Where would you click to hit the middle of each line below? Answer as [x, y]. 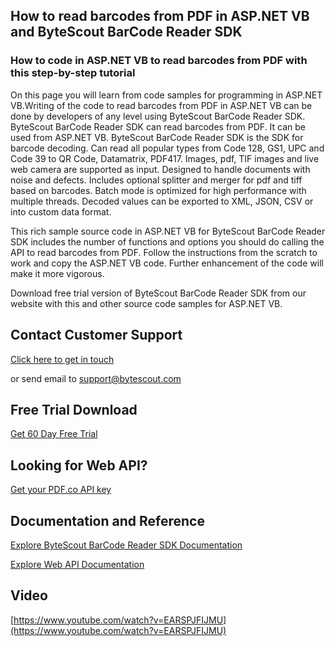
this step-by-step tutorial [73, 73]
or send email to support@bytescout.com [96, 378]
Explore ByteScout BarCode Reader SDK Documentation [126, 545]
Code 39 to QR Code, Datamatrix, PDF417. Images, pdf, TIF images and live [165, 158]
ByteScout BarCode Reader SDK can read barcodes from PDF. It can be [158, 126]
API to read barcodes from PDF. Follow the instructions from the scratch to [164, 252]
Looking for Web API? [79, 465]
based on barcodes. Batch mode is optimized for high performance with [158, 190]
